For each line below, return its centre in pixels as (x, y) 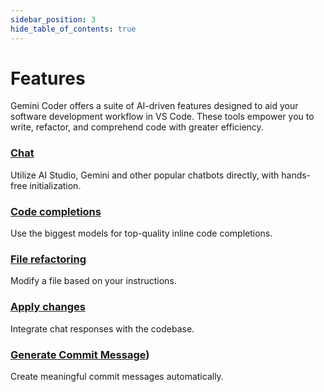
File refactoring (48, 259)
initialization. (55, 185)
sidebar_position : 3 (53, 19)
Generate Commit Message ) (80, 354)
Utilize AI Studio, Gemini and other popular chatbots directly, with (145, 175)
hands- (296, 175)
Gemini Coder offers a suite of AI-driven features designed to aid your (154, 106)
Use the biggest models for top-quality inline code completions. (141, 233)
